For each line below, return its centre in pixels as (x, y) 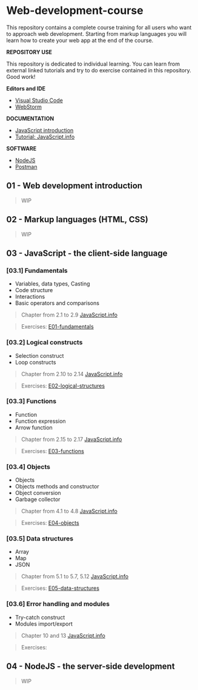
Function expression (40, 421)
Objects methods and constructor (57, 487)
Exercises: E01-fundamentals (57, 327)
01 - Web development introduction (74, 186)
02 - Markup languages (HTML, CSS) (77, 220)
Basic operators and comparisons (57, 303)
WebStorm (28, 106)
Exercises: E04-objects (50, 523)
